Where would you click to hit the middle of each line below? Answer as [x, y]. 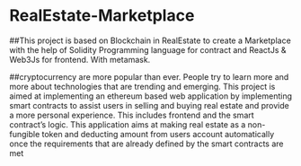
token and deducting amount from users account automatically [158, 134]
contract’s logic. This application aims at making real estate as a [128, 124]
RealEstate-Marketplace [102, 16]
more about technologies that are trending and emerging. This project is [142, 86]
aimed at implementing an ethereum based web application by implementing [151, 96]
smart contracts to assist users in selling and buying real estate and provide [149, 105]
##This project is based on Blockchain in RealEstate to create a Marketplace [150, 40]
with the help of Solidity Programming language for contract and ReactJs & [148, 49]
